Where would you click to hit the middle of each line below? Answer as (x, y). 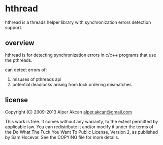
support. (14, 27)
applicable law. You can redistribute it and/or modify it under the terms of (79, 127)
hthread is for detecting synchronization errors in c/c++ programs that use (81, 55)
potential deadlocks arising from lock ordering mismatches (72, 84)
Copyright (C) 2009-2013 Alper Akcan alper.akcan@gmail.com (68, 112)
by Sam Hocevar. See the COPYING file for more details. (62, 137)
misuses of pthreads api (37, 79)
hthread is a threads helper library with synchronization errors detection (78, 22)
